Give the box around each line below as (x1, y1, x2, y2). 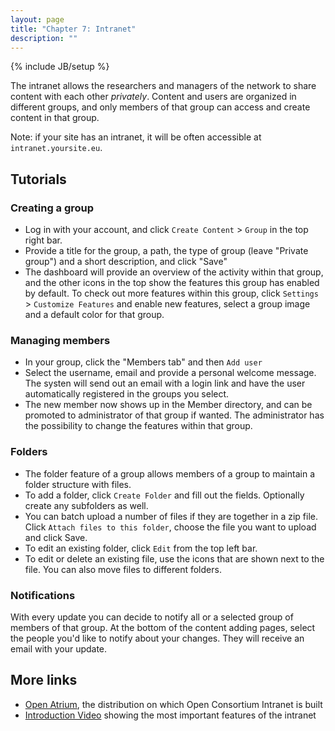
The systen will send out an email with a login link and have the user (24, 377, 306, 390)
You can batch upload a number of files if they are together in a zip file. (24, 510, 318, 522)
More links (10, 672, 78, 689)
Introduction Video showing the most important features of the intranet (24, 709, 317, 721)
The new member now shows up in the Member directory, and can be (24, 399, 313, 411)
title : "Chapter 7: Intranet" (10, 24, 137, 34)
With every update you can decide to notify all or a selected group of (10, 611, 294, 623)
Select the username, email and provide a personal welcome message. (24, 367, 317, 379)
